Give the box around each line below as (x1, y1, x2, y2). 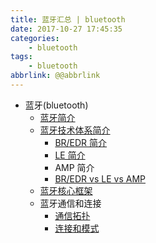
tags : (10, 52, 33, 62)
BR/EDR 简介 (54, 136, 108, 148)
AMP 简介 (54, 161, 95, 173)
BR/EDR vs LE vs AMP (54, 172, 146, 185)
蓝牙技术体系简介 (39, 124, 111, 136)
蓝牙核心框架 (39, 184, 93, 196)
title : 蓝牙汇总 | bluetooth (10, 14, 126, 25)
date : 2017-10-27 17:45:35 (10, 24, 123, 34)
